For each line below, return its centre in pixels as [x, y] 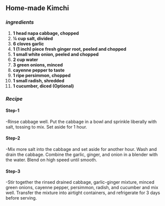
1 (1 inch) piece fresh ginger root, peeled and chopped [69, 49]
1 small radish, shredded [39, 80]
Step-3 [13, 171]
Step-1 [12, 111]
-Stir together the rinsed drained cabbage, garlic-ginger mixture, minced [80, 182]
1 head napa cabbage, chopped [46, 33]
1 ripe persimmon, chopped [42, 75]
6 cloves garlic [28, 44]
